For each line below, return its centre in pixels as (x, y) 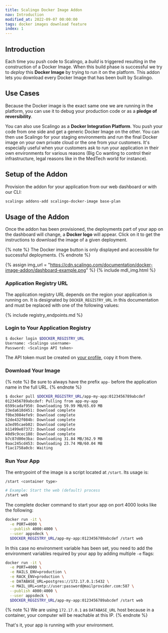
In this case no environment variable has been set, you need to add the (79, 548)
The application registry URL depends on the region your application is (79, 294)
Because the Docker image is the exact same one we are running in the (79, 105)
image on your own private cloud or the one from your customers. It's (77, 142)
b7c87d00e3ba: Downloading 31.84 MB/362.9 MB (54, 439)
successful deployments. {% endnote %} (48, 255)
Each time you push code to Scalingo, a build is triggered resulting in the (81, 61)
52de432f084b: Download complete (40, 420)
